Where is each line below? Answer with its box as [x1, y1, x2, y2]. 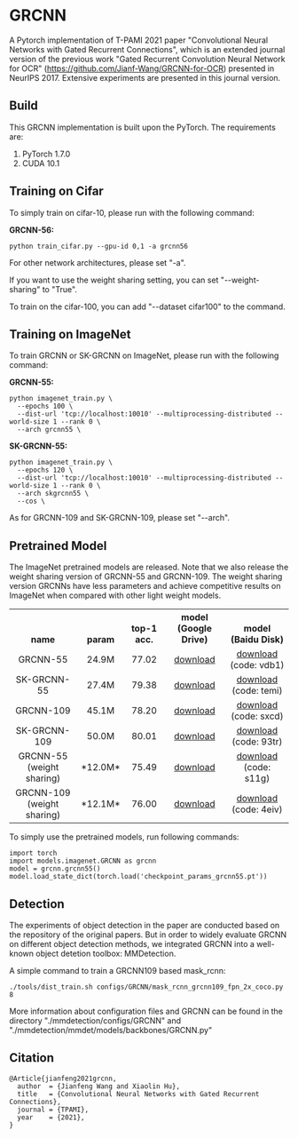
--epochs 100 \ [17, 402, 74, 411]
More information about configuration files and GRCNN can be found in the [9, 1006, 284, 1016]
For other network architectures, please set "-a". [9, 257, 186, 267]
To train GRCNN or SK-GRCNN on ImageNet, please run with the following [9, 350, 279, 361]
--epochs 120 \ [17, 466, 74, 475]
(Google [176, 623, 213, 635]
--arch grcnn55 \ [17, 426, 82, 434]
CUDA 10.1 [21, 157, 60, 169]
